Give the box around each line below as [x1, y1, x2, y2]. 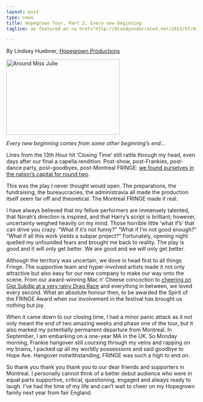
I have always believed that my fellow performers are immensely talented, [6, 207, 190, 214]
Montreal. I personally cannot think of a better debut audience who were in [6, 370, 192, 377]
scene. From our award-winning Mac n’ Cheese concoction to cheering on [6, 276, 192, 283]
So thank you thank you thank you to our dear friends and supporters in [6, 363, 184, 371]
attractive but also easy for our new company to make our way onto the [6, 269, 184, 277]
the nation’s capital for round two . [6, 171, 90, 178]
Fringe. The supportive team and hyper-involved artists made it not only [6, 263, 185, 271]
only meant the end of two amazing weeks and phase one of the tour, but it [6, 320, 193, 327]
